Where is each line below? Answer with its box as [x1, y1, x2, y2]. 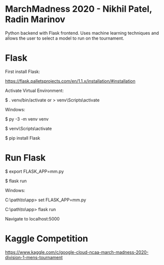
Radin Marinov [5, 14, 66, 25]
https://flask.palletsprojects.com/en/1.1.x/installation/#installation [5, 78, 136, 84]
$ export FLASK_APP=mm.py [5, 168, 64, 174]
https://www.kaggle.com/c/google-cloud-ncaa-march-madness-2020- [5, 249, 149, 255]
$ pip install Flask [5, 135, 41, 141]
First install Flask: [5, 69, 40, 74]
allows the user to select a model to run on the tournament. [5, 35, 124, 41]
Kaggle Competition [5, 233, 88, 244]
